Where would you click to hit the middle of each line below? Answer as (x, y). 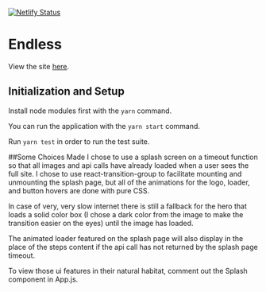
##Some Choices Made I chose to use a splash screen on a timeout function (133, 157)
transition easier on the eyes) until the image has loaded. (101, 223)
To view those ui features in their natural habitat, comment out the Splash (128, 271)
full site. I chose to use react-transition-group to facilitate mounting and (125, 173)
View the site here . (39, 66)
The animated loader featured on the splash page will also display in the (126, 238)
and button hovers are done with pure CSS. (79, 190)
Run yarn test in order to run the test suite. (79, 141)
